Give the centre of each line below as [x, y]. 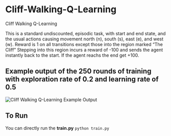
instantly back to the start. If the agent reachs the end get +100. [72, 55]
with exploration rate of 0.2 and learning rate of [82, 80]
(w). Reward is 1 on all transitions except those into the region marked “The [84, 44]
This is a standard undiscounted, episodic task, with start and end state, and [86, 33]
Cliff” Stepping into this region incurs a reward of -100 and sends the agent [84, 50]
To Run [17, 116]
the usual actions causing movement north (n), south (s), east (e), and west [84, 39]
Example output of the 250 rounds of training [78, 71]
